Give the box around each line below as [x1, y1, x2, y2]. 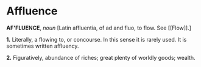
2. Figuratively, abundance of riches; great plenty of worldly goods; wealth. [6, 54, 196, 61]
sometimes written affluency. [6, 42, 79, 49]
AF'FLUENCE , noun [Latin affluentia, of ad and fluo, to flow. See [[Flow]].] [6, 24, 192, 31]
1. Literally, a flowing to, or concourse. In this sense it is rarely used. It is [6, 36, 187, 43]
